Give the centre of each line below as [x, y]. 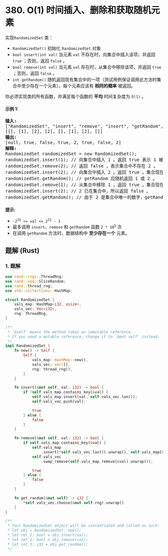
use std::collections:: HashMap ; [39, 291]
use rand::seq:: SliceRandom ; [35, 281]
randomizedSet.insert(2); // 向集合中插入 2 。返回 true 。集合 [80, 172]
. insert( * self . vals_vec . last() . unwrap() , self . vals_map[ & [102, 452]
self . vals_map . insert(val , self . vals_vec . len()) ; [84, 397]
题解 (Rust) [22, 250]
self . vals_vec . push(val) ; [59, 402]
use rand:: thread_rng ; [29, 286]
